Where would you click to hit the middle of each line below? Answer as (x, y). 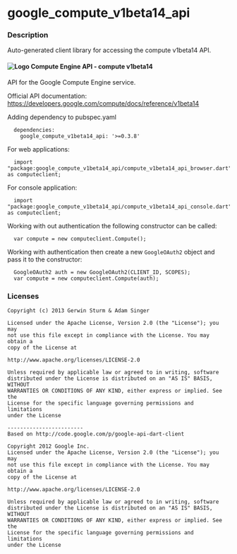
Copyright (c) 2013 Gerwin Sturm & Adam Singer (79, 310)
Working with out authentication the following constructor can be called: (112, 226)
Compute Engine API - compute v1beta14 (92, 67)
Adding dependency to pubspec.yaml (62, 117)
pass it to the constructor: (45, 259)
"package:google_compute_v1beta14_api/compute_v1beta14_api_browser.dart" (120, 168)
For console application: (42, 187)
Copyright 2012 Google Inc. (49, 446)
